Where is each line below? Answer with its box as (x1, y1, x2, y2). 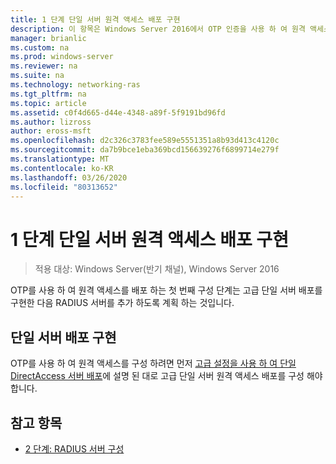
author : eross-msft (10, 126, 92, 136)
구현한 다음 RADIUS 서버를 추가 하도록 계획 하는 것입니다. (10, 297, 235, 309)
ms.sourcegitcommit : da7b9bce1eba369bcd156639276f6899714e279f (10, 145, 280, 155)
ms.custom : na (10, 42, 70, 53)
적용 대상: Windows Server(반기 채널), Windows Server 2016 (34, 263, 280, 275)
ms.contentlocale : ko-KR (10, 163, 114, 173)
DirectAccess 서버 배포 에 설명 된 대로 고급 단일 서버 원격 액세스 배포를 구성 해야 (10, 370, 323, 382)
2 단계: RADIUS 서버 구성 (24, 442, 125, 455)
